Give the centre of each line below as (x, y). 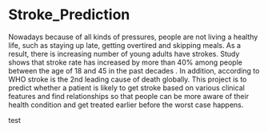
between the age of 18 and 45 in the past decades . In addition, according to (134, 70)
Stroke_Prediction (69, 15)
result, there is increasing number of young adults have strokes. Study (124, 54)
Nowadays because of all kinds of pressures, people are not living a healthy (133, 37)
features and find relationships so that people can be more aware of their (129, 96)
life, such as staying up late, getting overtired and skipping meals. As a (125, 45)
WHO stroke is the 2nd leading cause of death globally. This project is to (128, 79)
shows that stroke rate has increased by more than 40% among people (125, 62)
